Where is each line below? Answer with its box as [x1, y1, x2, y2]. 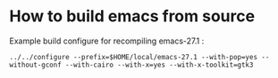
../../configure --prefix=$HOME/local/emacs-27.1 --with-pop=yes [9, 52, 257, 61]
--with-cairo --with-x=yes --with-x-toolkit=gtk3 [65, 60, 254, 69]
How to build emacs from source [9, 6, 256, 27]
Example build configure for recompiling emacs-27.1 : [9, 35, 205, 46]
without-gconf [9, 60, 63, 69]
